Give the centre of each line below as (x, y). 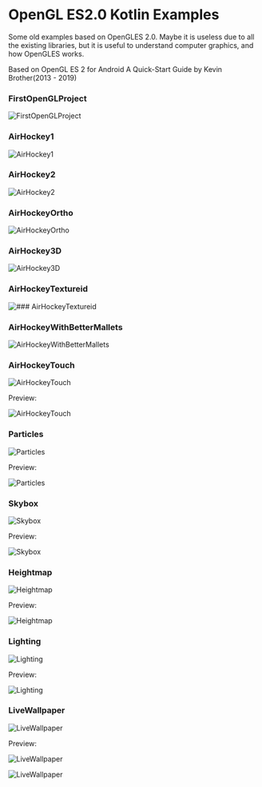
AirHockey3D (35, 251)
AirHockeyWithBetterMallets (65, 327)
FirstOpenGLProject (48, 98)
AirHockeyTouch (42, 365)
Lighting (25, 642)
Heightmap (30, 572)
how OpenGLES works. (46, 54)
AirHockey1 (31, 137)
